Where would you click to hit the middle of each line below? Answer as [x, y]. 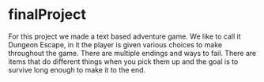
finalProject [47, 15]
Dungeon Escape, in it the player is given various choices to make [115, 44]
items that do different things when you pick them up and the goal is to [123, 61]
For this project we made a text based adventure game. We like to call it [124, 36]
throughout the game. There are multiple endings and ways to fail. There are [132, 53]
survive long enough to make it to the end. [77, 69]
